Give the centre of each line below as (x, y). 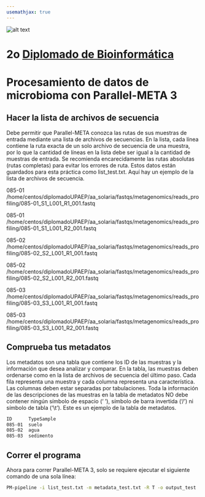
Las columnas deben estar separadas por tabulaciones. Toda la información (102, 388)
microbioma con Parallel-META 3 (92, 95)
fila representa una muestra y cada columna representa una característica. (101, 382)
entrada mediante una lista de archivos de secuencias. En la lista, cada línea (102, 139)
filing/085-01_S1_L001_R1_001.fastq (51, 203)
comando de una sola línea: (41, 476)
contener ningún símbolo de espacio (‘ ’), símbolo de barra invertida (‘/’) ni (100, 401)
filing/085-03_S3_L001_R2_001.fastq (52, 328)
